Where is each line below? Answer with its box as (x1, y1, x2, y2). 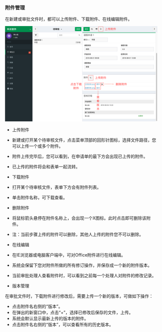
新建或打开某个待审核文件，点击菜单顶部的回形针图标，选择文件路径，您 (12, 137, 156, 143)
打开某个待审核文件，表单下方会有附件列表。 (12, 184, 102, 190)
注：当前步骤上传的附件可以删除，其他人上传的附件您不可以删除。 (12, 231, 144, 238)
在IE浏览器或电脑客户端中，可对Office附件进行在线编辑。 (12, 252, 126, 258)
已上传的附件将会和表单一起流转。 (12, 164, 80, 170)
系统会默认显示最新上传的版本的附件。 (12, 316, 88, 321)
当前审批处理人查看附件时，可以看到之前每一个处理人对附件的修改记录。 (12, 272, 156, 279)
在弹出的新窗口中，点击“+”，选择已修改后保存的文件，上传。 (12, 310, 133, 316)
